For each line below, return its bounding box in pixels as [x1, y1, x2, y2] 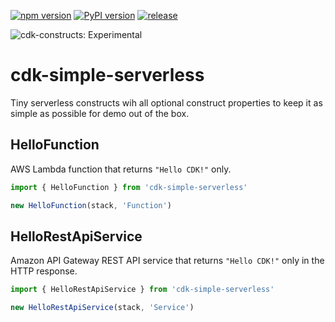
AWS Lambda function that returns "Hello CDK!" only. [10, 163, 232, 175]
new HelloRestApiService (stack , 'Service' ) [10, 303, 195, 313]
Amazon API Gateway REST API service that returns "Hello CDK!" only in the [10, 255, 325, 267]
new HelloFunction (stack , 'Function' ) [10, 200, 172, 210]
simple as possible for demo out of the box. [10, 107, 190, 119]
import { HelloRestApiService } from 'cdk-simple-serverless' [10, 285, 275, 295]
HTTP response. [10, 265, 78, 277]
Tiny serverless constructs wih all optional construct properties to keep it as [10, 96, 323, 109]
